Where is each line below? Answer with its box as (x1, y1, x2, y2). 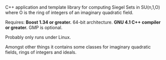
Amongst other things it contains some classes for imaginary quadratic (5, 44, 151, 49)
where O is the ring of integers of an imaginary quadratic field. (5, 9, 133, 15)
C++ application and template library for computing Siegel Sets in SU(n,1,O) (5, 4, 160, 10)
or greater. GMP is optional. (5, 24, 62, 30)
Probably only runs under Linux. (5, 34, 71, 40)
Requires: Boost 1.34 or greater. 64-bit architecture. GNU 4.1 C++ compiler (5, 19, 161, 25)
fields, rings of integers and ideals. (5, 49, 76, 55)
